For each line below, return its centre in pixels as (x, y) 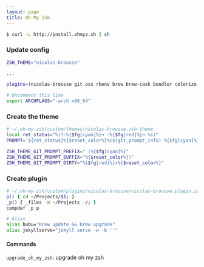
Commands (21, 244)
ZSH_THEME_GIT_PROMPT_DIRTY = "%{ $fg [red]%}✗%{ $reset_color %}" (85, 163)
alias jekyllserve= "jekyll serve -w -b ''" (62, 231)
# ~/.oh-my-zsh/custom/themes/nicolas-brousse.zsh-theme (80, 129)
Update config (28, 50)
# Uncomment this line (35, 95)
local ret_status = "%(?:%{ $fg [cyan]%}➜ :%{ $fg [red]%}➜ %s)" (83, 135)
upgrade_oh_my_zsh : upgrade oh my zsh (55, 258)
